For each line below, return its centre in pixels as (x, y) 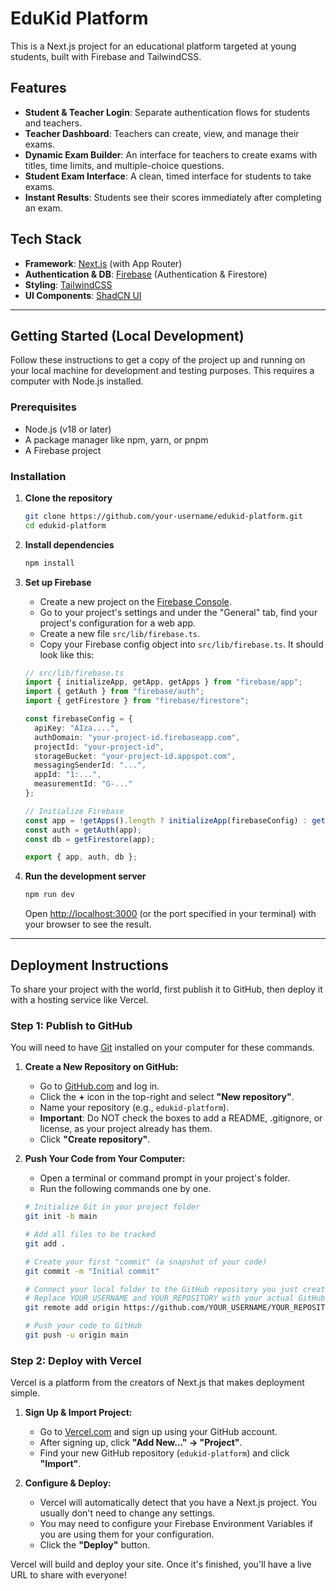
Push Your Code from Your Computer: (105, 1159)
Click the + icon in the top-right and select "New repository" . (167, 1097)
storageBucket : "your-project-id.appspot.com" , (135, 756)
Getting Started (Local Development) (127, 335)
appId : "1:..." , (68, 775)
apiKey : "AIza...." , (77, 728)
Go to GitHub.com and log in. (99, 1086)
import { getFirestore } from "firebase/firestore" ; (137, 701)
